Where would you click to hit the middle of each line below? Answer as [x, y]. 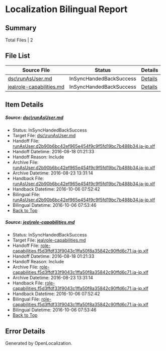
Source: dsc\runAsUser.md [34, 118]
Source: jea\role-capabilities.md [40, 222]
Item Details [24, 105]
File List [18, 56]
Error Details [25, 331]
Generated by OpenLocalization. [39, 343]
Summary [21, 28]
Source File [36, 70]
